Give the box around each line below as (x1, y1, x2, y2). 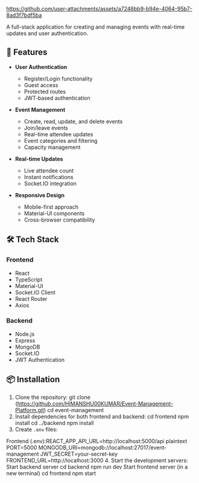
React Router (14, 295, 48, 302)
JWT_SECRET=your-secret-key (40, 450, 118, 458)
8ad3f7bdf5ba (6, 11, 42, 19)
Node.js (14, 330, 35, 338)
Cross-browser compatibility (24, 216, 95, 223)
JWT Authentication (14, 356, 65, 363)
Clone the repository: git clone (14, 393, 90, 401)
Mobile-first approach (24, 203, 79, 211)
